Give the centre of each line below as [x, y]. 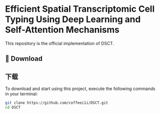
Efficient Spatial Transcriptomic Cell [80, 9]
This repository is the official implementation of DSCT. [59, 43]
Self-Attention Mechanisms [62, 30]
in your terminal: [22, 94]
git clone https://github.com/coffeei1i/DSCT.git [57, 103]
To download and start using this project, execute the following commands [80, 89]
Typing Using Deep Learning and [73, 19]
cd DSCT [13, 108]
